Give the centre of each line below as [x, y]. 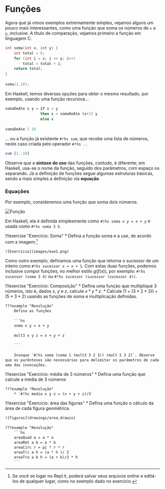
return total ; [28, 69]
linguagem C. [18, 38]
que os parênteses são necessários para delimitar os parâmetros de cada [82, 360]
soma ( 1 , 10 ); [17, 85]
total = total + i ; [43, 63]
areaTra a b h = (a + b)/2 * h [46, 458]
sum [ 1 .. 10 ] [17, 153]
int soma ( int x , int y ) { [31, 48]
